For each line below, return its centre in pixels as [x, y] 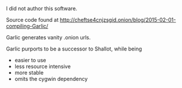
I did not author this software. [42, 9]
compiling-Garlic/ [27, 26]
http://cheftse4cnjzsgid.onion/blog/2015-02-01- [118, 20]
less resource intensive [43, 66]
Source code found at [32, 20]
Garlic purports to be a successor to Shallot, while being [74, 49]
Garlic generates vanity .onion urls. [48, 37]
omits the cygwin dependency [51, 79]
